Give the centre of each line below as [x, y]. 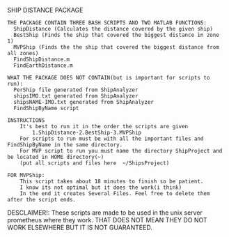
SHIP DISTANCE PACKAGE [45, 10]
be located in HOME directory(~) [56, 157]
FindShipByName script [46, 108]
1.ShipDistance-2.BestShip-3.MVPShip [87, 132]
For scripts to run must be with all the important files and [112, 139]
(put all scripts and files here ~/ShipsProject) [95, 163]
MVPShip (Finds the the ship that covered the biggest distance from [116, 47]
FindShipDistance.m [42, 59]
